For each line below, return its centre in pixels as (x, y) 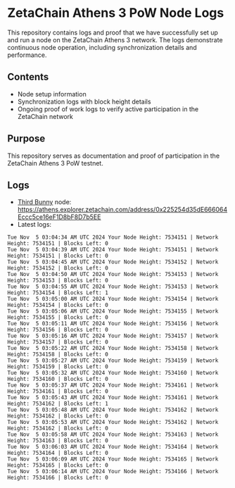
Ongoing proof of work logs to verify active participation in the (108, 109)
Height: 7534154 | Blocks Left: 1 (58, 293)
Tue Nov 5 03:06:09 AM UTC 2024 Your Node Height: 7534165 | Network (113, 459)
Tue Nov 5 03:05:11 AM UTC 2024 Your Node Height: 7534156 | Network (113, 324)
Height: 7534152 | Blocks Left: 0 (58, 268)
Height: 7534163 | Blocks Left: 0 (58, 441)
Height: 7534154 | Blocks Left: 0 (58, 305)
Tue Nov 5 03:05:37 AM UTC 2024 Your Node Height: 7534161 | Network (113, 385)
